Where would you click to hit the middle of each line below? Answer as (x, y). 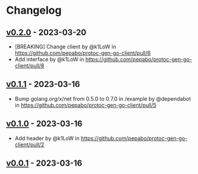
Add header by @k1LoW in (47, 138)
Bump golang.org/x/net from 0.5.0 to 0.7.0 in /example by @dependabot (103, 98)
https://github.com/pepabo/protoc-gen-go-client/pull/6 (83, 53)
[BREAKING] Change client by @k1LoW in (65, 46)
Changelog (34, 10)
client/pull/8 (29, 66)
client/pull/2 (29, 144)
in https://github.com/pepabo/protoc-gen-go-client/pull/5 (85, 105)
